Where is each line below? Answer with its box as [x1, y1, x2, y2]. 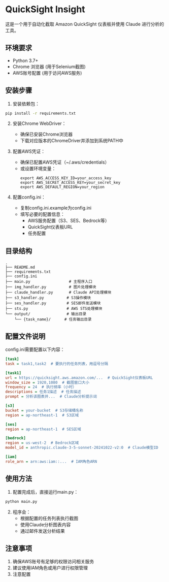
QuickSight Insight [5, 4, 85, 15]
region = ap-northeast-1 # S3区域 [5, 412, 79, 417]
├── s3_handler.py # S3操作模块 [5, 296, 91, 301]
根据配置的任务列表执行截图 [20, 515, 79, 521]
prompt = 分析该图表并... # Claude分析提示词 [5, 394, 97, 399]
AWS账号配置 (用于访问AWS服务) [12, 70, 82, 76]
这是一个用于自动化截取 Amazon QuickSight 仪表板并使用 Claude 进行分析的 [5, 21, 164, 27]
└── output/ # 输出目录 [5, 311, 87, 317]
